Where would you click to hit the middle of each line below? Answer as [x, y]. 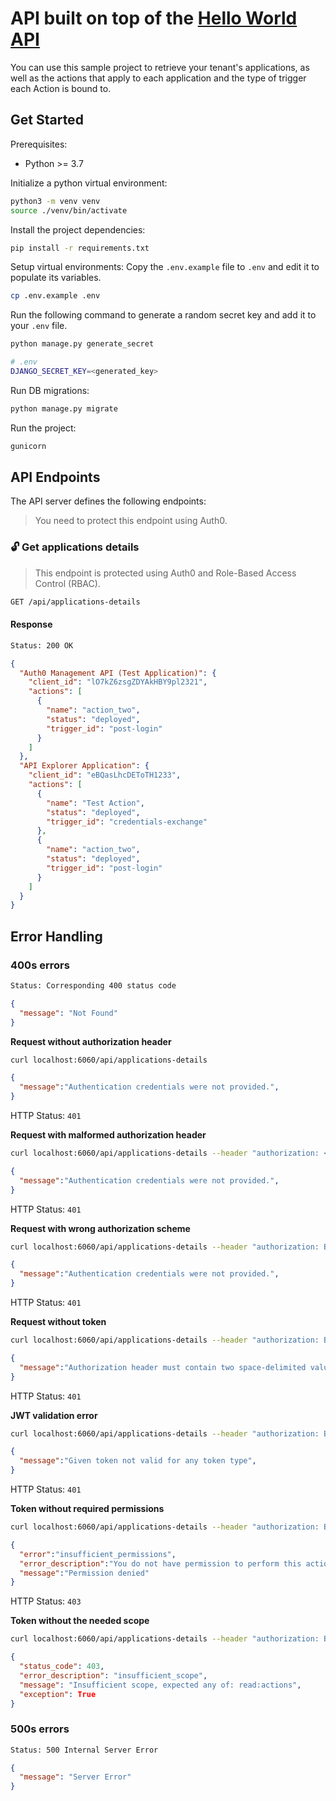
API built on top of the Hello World [154, 18]
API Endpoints [55, 477]
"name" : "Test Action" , [95, 803]
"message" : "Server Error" [75, 1777]
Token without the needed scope [80, 1621]
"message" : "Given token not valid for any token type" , [138, 1461]
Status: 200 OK [42, 645]
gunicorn [28, 446]
